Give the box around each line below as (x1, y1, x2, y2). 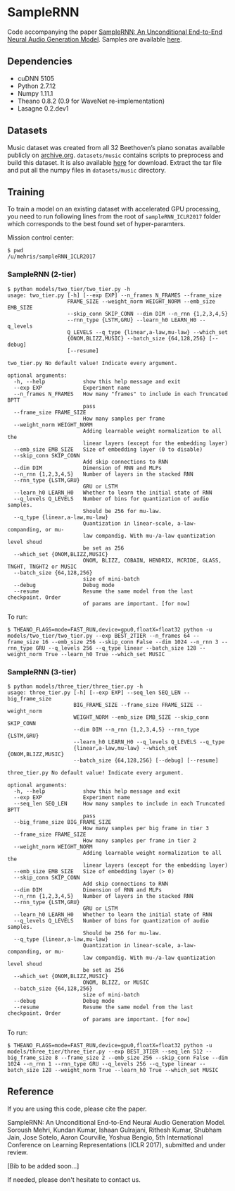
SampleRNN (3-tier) (7, 667, 77, 677)
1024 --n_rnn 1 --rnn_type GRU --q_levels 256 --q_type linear (7, 1060, 197, 1068)
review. (7, 1148, 28, 1156)
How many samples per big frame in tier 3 (82, 825, 210, 832)
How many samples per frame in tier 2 (82, 837, 197, 844)
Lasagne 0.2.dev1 (17, 104, 69, 113)
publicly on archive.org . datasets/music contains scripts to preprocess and (7, 151, 224, 159)
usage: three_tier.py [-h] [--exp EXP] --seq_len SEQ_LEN (7, 689, 181, 696)
